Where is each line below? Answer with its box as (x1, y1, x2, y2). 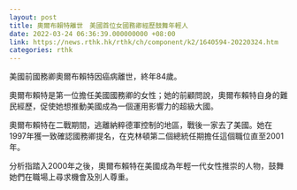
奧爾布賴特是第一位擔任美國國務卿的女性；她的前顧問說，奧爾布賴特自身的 (9, 90, 280, 101)
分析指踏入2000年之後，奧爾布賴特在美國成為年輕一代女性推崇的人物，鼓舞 (9, 161, 285, 171)
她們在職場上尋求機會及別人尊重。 (9, 171, 133, 182)
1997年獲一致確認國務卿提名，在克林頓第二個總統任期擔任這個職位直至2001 (9, 131, 285, 141)
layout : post (9, 12, 57, 22)
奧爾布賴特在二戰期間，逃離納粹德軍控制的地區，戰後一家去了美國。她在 (9, 120, 272, 131)
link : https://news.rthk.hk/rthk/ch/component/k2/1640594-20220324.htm (9, 37, 278, 47)
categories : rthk (9, 46, 73, 55)
